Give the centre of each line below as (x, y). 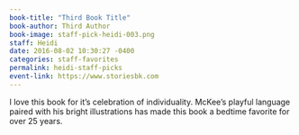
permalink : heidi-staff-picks (66, 68)
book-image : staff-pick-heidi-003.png (82, 34)
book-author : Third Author (60, 26)
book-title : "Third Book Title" (70, 18)
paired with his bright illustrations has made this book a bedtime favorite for (149, 111)
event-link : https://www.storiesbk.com (84, 76)
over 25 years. (36, 121)
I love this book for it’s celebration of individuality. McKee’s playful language (150, 102)
